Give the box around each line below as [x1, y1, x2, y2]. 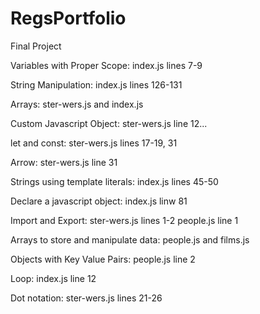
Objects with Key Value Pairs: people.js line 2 [10, 253, 196, 265]
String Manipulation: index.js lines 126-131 [10, 78, 183, 91]
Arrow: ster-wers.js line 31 [10, 156, 118, 168]
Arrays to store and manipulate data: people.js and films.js [10, 233, 250, 246]
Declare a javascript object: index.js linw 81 [10, 195, 188, 207]
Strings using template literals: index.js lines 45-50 [10, 175, 219, 187]
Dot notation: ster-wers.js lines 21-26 [10, 292, 163, 304]
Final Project [10, 40, 62, 52]
